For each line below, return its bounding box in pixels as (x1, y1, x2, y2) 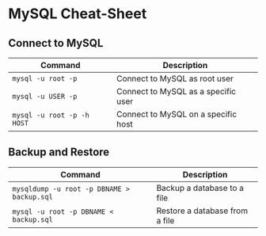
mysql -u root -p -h (12, 111, 89, 120)
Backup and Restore (8, 146, 110, 159)
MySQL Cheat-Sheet (8, 5, 147, 23)
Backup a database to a (156, 182, 244, 193)
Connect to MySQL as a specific (116, 86, 236, 97)
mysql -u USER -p (12, 92, 78, 101)
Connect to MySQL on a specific (116, 108, 237, 120)
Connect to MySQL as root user (116, 73, 234, 84)
